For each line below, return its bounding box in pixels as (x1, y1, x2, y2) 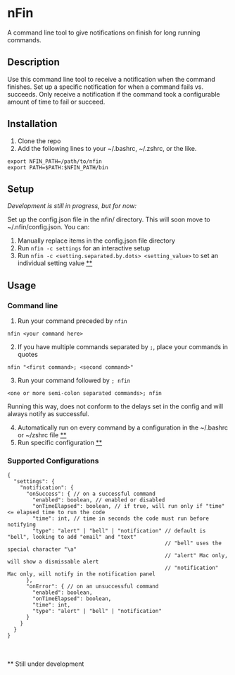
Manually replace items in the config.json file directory (17, 236, 176, 245)
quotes (17, 351, 39, 359)
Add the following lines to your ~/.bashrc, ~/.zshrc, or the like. (17, 144, 197, 152)
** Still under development (7, 659, 84, 668)
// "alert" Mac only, (164, 552, 229, 559)
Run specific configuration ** (17, 439, 103, 447)
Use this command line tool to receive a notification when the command (7, 75, 216, 83)
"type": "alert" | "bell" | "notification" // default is (32, 528, 206, 535)
